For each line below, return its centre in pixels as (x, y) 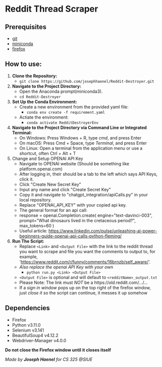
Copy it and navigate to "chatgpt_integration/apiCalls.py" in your (83, 194)
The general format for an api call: (53, 210)
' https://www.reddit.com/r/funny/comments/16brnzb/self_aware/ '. (85, 262)
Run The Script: (28, 241)
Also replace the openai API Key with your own (66, 267)
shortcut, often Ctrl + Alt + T (48, 153)
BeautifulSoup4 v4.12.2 (35, 335)
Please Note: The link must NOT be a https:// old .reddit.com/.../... (83, 282)
